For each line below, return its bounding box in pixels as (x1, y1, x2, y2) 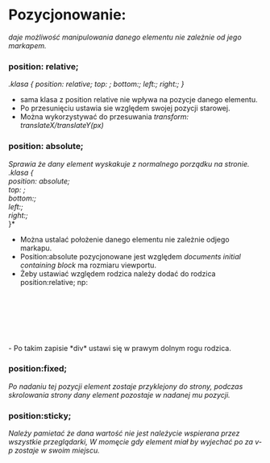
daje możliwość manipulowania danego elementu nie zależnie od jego (8, 32, 242, 42)
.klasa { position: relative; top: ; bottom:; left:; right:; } (8, 79, 185, 89)
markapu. (19, 243, 52, 253)
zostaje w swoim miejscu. (15, 445, 101, 456)
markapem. (8, 40, 47, 50)
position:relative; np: (19, 277, 89, 287)
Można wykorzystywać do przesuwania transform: (19, 112, 189, 122)
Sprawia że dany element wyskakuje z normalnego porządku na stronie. (8, 159, 250, 168)
